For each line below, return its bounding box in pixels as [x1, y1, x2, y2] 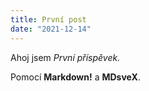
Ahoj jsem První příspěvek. [10, 51, 121, 63]
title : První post [10, 14, 87, 25]
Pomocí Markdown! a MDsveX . [10, 71, 141, 83]
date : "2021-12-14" [10, 24, 92, 34]
